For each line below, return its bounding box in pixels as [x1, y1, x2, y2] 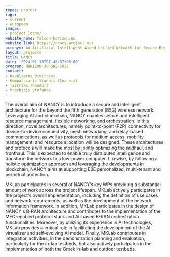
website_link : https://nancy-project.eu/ [5, 41, 94, 46]
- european [5, 21, 28, 27]
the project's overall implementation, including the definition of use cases [5, 192, 158, 198]
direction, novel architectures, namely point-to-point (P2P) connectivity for [5, 123, 161, 129]
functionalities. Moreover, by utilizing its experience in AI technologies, [5, 219, 153, 225]
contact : [5, 69, 24, 74]
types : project [5, 7, 37, 13]
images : [5, 26, 22, 31]
